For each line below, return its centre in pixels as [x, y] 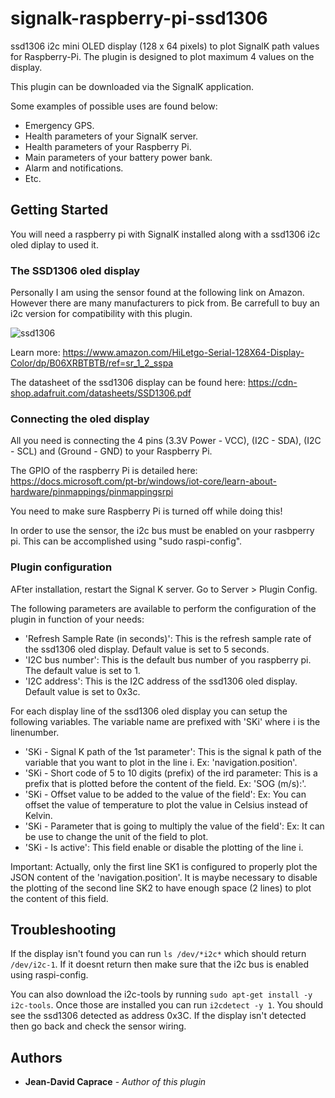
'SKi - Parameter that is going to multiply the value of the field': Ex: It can [174, 826]
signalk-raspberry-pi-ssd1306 [139, 18]
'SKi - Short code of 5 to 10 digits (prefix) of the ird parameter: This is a [171, 773]
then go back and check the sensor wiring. [98, 1026]
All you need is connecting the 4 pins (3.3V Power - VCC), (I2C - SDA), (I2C [166, 441]
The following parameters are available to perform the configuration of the [163, 608]
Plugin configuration [61, 567]
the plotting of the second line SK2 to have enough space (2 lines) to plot [161, 888]
